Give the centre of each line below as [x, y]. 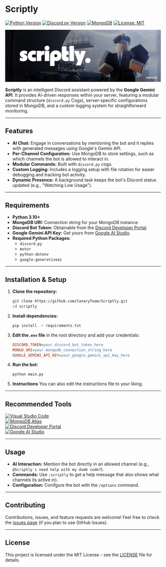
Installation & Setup [36, 279]
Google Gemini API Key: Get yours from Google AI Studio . [71, 233]
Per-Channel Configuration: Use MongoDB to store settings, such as [83, 153]
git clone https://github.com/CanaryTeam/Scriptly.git [70, 301]
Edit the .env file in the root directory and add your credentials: [76, 335]
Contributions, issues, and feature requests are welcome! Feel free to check [82, 517]
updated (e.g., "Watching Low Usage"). [52, 185]
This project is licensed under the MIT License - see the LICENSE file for [79, 555]
